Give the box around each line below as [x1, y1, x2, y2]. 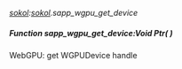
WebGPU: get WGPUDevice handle [9, 50, 138, 60]
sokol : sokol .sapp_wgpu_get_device [9, 8, 138, 18]
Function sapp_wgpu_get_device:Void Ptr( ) [9, 27, 173, 38]
